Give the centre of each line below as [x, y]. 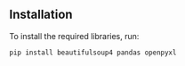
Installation [41, 15]
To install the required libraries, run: [74, 36]
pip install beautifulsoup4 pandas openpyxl [93, 53]
